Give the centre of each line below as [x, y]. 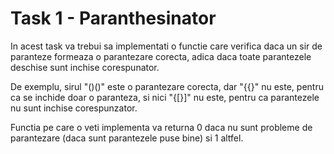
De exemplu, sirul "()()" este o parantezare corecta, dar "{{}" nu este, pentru [167, 86]
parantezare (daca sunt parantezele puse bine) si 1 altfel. [127, 138]
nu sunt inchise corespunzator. [74, 108]
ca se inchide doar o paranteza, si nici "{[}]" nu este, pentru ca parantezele [165, 97]
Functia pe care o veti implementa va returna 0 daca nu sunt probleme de [161, 127]
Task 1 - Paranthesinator [113, 18]
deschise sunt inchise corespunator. [85, 67]
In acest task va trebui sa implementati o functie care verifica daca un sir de [166, 46]
